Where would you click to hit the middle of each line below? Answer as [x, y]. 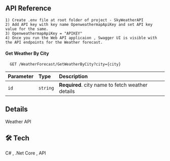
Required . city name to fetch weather [103, 85]
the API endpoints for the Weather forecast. [54, 42]
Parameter [21, 77]
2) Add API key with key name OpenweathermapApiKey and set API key [79, 24]
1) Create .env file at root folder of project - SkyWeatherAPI [74, 20]
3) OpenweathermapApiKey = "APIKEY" [44, 33]
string [46, 88]
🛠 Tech [17, 138]
